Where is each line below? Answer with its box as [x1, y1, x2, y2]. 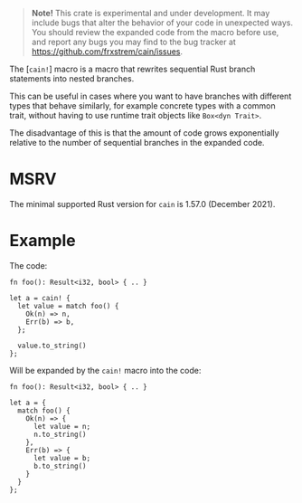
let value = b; [33, 453, 91, 462]
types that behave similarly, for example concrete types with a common [9, 100, 276, 111]
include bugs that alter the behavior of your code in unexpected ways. [31, 17, 294, 28]
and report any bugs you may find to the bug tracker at [31, 36, 237, 47]
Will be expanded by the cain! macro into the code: [9, 365, 202, 375]
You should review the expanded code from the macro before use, [31, 27, 279, 37]
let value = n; [33, 422, 91, 431]
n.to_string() [33, 430, 88, 439]
